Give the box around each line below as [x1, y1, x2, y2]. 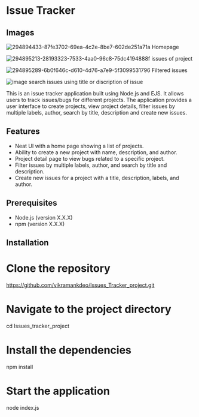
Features [6, 127, 40, 137]
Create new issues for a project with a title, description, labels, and [14, 174, 179, 181]
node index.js [6, 404, 39, 411]
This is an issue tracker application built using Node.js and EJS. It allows [6, 90, 184, 97]
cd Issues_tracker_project [6, 322, 70, 329]
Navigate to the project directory [6, 302, 172, 316]
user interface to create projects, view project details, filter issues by [6, 103, 175, 110]
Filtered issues [151, 67, 188, 74]
